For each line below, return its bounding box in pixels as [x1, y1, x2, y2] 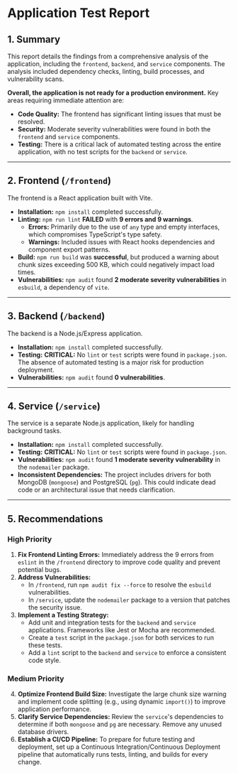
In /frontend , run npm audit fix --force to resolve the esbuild [28, 580, 212, 589]
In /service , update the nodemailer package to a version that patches [28, 595, 231, 605]
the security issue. [28, 603, 83, 612]
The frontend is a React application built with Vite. [7, 193, 153, 202]
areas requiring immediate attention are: [7, 96, 124, 104]
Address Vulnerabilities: [17, 573, 91, 582]
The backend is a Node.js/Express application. [7, 329, 143, 337]
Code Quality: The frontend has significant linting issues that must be [17, 110, 222, 118]
